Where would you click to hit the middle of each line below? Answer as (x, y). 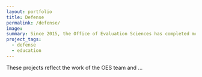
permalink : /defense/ (33, 23)
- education (27, 51)
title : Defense (25, 17)
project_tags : (24, 39)
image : (14, 28)
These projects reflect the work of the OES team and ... (75, 67)
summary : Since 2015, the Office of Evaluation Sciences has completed (98, 34)
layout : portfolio (29, 12)
